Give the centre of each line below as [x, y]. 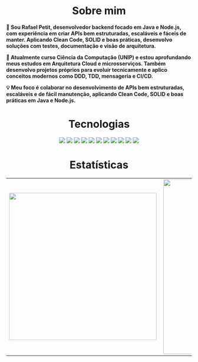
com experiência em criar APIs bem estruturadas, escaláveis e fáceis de [96, 33]
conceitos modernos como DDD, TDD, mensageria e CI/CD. [80, 76]
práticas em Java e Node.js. [41, 100]
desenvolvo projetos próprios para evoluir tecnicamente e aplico [87, 69]
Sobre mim [99, 11]
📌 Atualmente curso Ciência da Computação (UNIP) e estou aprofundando [99, 57]
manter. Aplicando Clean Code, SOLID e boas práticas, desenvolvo [89, 39]
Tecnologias [99, 124]
